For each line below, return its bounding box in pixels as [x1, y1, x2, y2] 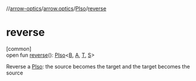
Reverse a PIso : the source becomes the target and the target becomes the [6, 63, 190, 70]
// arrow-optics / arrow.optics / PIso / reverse [6, 5, 107, 12]
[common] [6, 45, 31, 52]
